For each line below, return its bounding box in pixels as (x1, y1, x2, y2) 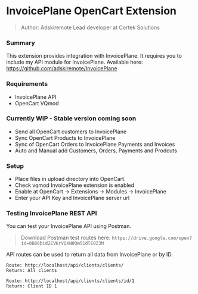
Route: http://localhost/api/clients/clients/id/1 (6, 278, 135, 284)
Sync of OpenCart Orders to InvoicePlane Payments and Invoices (14, 140, 175, 148)
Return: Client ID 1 (6, 283, 58, 289)
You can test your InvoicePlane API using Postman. (6, 223, 131, 230)
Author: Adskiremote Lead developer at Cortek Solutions (20, 24, 160, 31)
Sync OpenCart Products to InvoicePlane (14, 134, 116, 141)
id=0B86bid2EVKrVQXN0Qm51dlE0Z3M (20, 240, 104, 246)
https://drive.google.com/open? (112, 235, 193, 242)
